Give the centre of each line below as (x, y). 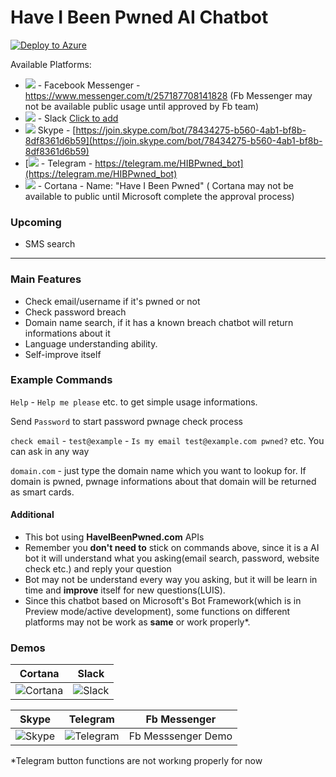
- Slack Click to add (78, 118)
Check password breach (75, 312)
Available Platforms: (51, 64)
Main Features (46, 279)
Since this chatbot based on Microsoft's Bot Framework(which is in (163, 601)
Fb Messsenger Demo (180, 736)
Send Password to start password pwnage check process (126, 421)
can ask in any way (50, 451)
